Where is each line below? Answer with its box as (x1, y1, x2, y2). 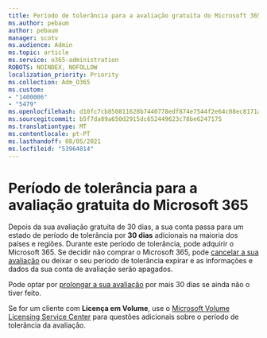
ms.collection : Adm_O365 (8, 78, 91, 86)
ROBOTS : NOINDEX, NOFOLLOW (8, 64, 98, 72)
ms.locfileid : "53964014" (8, 145, 94, 153)
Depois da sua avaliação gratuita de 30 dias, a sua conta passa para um (8, 222, 244, 231)
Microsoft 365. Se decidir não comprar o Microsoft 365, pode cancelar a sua (8, 247, 260, 257)
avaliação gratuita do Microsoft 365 (8, 196, 249, 214)
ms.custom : (8, 85, 44, 94)
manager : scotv (8, 33, 59, 42)
